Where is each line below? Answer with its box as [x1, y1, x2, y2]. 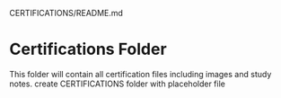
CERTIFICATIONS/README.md [9, 8, 124, 18]
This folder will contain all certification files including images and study [9, 68, 272, 79]
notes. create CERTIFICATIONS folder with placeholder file [9, 78, 226, 89]
